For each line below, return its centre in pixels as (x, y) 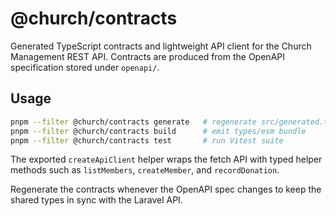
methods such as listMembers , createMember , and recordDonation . (145, 170)
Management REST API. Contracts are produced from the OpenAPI (147, 56)
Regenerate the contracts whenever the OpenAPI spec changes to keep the (166, 189)
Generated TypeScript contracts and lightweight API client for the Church (161, 46)
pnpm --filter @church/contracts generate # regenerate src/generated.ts (171, 122)
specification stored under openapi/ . (85, 67)
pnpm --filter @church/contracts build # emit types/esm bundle (158, 131)
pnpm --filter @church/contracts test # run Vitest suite (147, 140)
